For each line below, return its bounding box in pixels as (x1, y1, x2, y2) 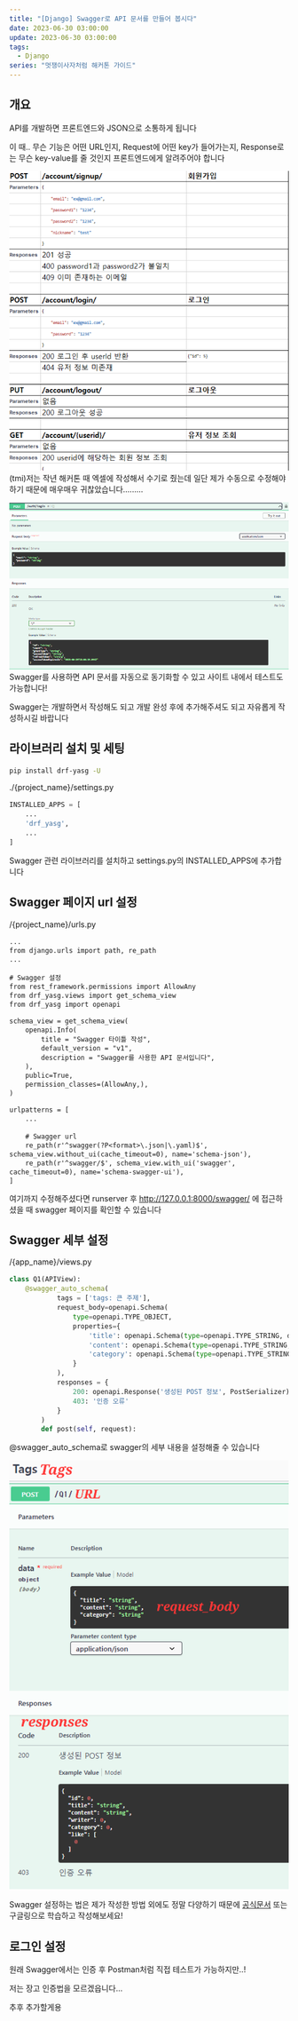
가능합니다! (9, 682, 48, 693)
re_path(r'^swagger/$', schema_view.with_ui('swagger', (25, 1159, 237, 1168)
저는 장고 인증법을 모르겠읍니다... (9, 1983, 123, 1993)
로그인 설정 (9, 1938, 67, 1954)
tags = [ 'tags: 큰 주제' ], (56, 1294, 151, 1303)
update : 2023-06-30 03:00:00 (9, 33, 117, 42)
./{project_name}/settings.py (9, 782, 114, 793)
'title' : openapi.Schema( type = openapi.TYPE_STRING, (88, 1331, 284, 1340)
